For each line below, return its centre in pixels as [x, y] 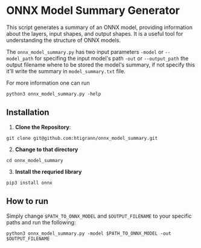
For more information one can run [48, 83]
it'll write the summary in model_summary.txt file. [66, 71]
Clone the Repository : [43, 127]
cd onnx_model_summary [35, 160]
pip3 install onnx [29, 183]
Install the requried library [48, 171]
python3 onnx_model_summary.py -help [54, 94]
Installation [28, 113]
